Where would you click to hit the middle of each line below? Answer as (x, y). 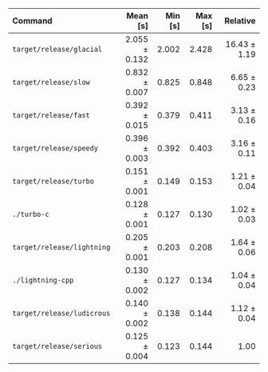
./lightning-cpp (43, 280)
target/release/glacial (57, 49)
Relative (240, 21)
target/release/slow (51, 82)
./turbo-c (31, 214)
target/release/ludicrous (61, 313)
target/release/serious (57, 346)
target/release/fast (51, 115)
